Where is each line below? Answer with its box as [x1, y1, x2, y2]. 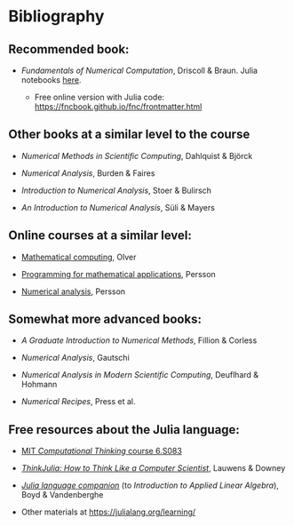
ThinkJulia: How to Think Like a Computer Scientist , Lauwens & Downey [20, 463, 286, 474]
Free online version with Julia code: [34, 92, 165, 102]
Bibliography [8, 6, 105, 27]
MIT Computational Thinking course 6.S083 [20, 446, 183, 457]
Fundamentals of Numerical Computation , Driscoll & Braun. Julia [20, 65, 258, 76]
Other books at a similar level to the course [8, 127, 250, 142]
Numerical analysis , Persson [20, 286, 126, 297]
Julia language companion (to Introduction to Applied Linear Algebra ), [20, 480, 279, 490]
